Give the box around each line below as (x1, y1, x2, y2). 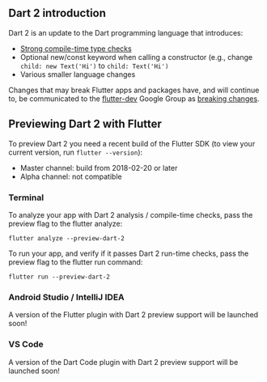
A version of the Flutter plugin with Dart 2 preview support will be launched (8, 310, 259, 320)
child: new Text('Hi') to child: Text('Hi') (19, 61, 169, 70)
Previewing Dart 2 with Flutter (8, 117, 162, 131)
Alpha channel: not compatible (19, 172, 123, 181)
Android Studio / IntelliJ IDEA (8, 291, 125, 303)
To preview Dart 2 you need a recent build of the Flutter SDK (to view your (8, 138, 256, 148)
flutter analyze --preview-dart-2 (8, 234, 125, 242)
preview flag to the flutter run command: (8, 257, 143, 266)
